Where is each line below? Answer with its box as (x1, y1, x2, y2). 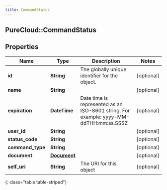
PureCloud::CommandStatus (5, 26, 97, 34)
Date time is (80, 94, 108, 101)
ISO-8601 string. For (80, 107, 130, 114)
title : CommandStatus (5, 7, 50, 12)
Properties (5, 43, 39, 51)
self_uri (7, 163, 26, 170)
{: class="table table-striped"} (5, 179, 67, 185)
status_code (7, 136, 38, 143)
